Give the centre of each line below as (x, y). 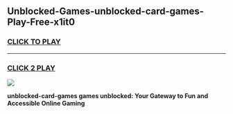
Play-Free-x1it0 (41, 22)
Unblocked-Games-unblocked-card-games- (106, 11)
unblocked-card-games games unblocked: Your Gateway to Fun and (108, 95)
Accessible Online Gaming (46, 103)
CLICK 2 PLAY (31, 68)
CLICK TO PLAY (34, 42)
